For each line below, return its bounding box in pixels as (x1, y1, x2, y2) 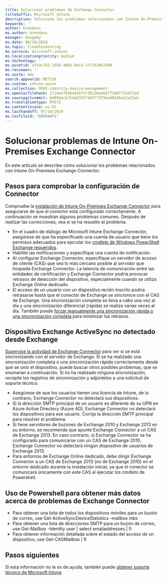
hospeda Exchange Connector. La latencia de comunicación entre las (12, 265, 155, 271)
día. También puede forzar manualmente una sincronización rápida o (12, 308, 154, 314)
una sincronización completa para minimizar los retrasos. (12, 313, 130, 319)
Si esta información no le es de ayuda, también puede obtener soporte (5, 564, 150, 570)
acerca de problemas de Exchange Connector (5, 496, 150, 505)
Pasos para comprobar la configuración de (5, 182, 140, 191)
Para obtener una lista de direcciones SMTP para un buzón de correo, (12, 521, 156, 527)
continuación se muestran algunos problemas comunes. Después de (5, 214, 146, 220)
